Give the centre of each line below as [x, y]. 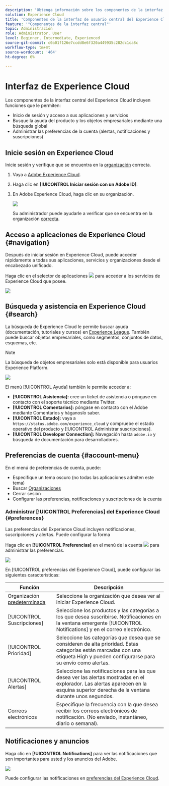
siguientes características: [32, 575]
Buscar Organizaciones [37, 488]
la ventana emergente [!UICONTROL [99, 623]
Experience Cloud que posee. [36, 281]
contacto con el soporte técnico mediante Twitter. [64, 402]
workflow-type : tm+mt [28, 47]
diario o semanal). [77, 723]
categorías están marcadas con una [98, 650]
